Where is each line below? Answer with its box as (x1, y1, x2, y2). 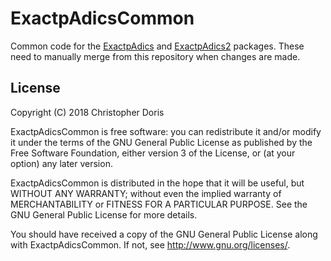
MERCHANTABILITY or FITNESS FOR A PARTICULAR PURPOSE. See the (10, 198, 308, 210)
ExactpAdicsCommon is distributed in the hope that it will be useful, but (10, 177, 305, 189)
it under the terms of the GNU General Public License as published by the (10, 136, 313, 148)
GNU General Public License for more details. (10, 208, 198, 221)
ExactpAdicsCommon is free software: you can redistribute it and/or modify (10, 125, 322, 137)
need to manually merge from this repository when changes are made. (10, 50, 301, 62)
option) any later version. (10, 157, 113, 169)
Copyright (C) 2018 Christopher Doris (10, 106, 165, 118)
